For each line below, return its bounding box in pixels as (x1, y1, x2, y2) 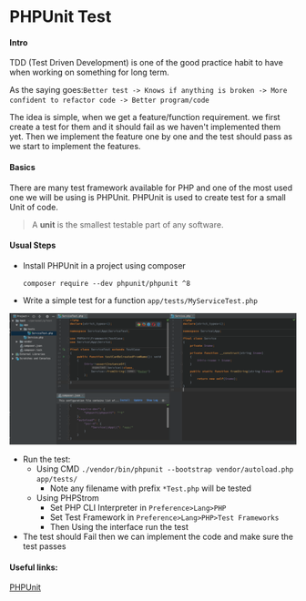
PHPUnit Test (9, 6, 112, 27)
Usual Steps (9, 239, 56, 251)
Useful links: (9, 562, 58, 573)
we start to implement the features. (9, 141, 141, 152)
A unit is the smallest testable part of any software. (31, 219, 224, 229)
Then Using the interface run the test (49, 522, 189, 533)
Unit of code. (9, 201, 59, 212)
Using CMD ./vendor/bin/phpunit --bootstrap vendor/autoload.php (36, 463, 294, 474)
